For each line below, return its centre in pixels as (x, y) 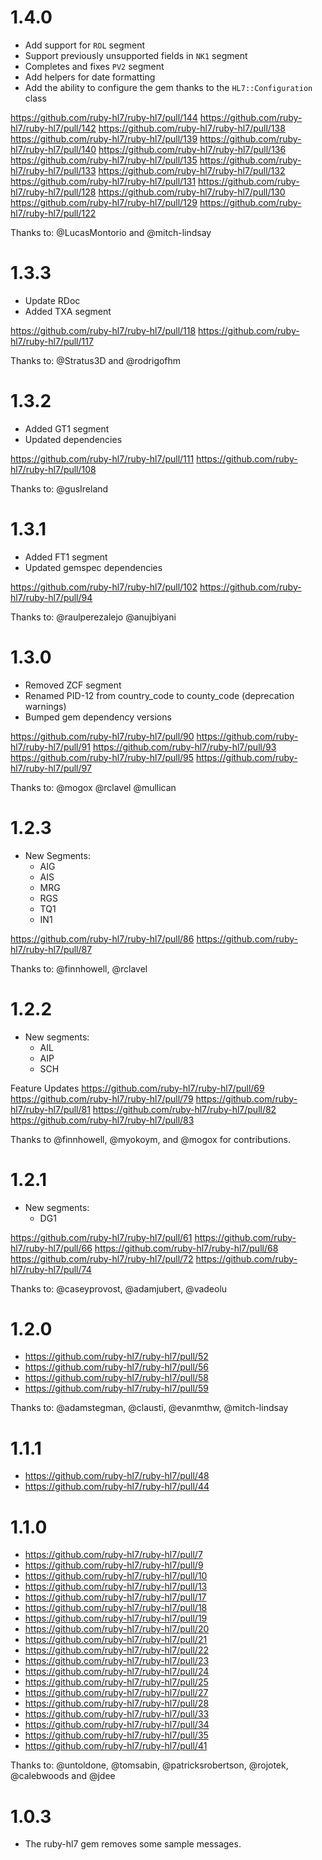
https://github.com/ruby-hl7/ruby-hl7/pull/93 (184, 747)
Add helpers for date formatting (90, 77)
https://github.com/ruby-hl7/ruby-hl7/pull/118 (103, 330)
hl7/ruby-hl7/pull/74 (51, 1269)
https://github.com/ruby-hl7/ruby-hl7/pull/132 (192, 170)
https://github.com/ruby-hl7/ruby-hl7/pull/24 (117, 1672)
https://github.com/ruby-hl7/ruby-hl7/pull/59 (116, 1388)
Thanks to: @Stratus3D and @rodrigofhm (96, 360)
